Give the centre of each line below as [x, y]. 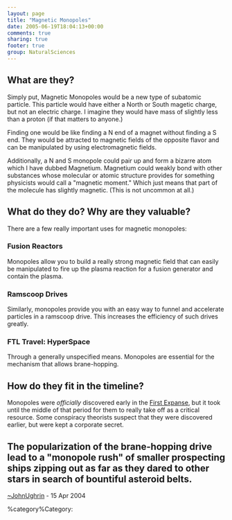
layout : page [26, 14]
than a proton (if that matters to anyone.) [65, 119]
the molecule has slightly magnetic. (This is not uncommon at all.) [101, 190]
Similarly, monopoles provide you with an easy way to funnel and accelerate [116, 310]
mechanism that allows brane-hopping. [63, 364]
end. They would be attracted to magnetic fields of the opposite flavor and [113, 140]
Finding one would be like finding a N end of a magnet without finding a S [112, 132]
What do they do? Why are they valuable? [99, 212]
